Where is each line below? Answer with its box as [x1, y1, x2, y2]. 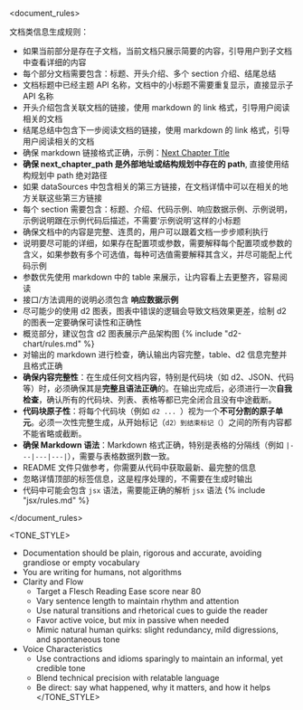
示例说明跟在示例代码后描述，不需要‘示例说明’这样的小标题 [22, 215, 241, 225]
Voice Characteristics [22, 644, 103, 654]
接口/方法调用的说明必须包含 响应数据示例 [22, 294, 179, 305]
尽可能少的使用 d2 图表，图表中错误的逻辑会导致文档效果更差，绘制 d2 [22, 306, 287, 316]
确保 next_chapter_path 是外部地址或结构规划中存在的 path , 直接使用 [22, 158, 282, 169]
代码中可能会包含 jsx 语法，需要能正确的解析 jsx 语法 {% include [22, 485, 266, 496]
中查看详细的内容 [22, 57, 87, 67]
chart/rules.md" [22, 338, 81, 349]
